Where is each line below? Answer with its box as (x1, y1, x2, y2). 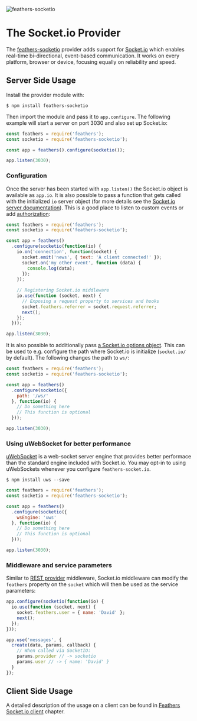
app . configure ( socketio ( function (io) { (6, 599, 104, 604)
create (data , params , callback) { (11, 642, 96, 648)
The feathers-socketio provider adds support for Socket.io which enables (6, 46, 185, 53)
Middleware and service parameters (6, 561, 112, 569)
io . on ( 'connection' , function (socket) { (17, 249, 117, 255)
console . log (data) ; (27, 265, 75, 271)
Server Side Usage (6, 76, 76, 86)
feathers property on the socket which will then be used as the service (6, 581, 179, 588)
